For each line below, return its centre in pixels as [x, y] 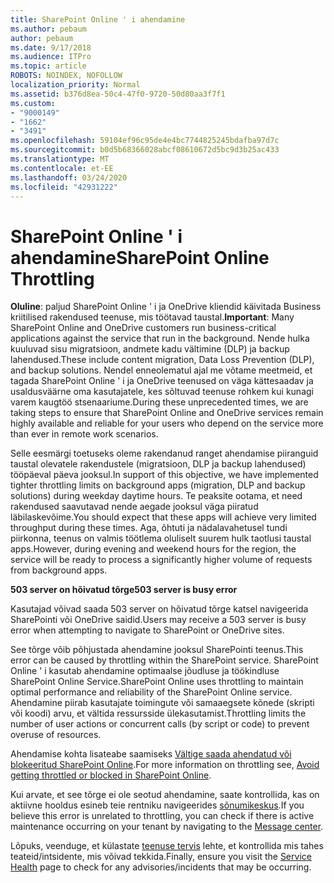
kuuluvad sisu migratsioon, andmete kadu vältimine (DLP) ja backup [150, 349]
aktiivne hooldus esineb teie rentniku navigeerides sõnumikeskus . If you [157, 805]
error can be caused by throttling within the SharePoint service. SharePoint [164, 660]
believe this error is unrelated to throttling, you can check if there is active [162, 816]
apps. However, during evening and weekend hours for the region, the [153, 549]
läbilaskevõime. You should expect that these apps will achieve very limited [163, 517]
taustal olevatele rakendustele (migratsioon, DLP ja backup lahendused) [158, 464]
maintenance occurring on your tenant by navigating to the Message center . [167, 827]
